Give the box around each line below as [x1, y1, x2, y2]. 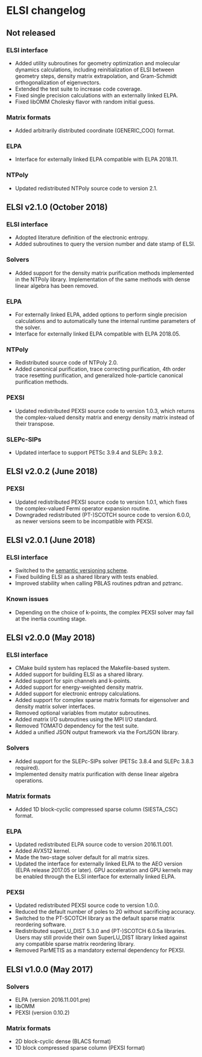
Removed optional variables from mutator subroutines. [14, 709, 151, 717]
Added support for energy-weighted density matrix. [14, 684, 144, 691]
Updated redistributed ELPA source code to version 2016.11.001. [14, 841, 174, 848]
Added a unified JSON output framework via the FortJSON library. [14, 729, 179, 736]
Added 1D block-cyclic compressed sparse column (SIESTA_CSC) [14, 805, 178, 813]
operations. [14, 776, 44, 784]
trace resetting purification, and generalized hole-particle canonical [14, 372, 183, 379]
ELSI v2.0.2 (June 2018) [6, 466, 98, 476]
